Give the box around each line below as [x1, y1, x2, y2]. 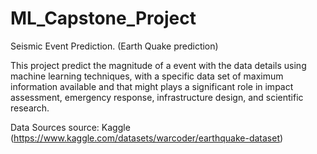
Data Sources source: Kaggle [10, 121, 131, 133]
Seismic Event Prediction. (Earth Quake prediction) [10, 40, 219, 52]
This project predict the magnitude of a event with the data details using [10, 59, 307, 71]
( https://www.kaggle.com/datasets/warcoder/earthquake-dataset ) [10, 132, 284, 144]
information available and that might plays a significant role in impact [10, 80, 294, 92]
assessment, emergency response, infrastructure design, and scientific [10, 91, 304, 103]
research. [10, 102, 50, 114]
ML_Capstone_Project [10, 7, 197, 30]
